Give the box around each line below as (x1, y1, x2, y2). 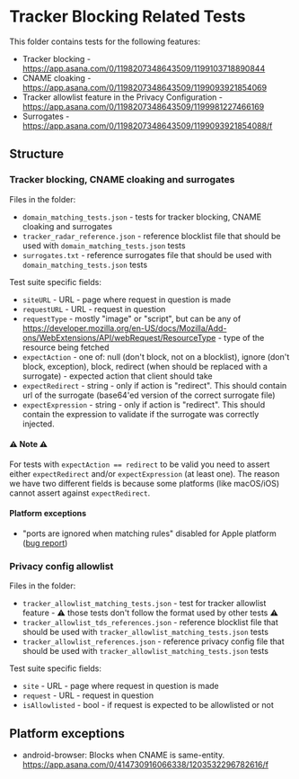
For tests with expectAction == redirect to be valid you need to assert (9, 459, 270, 470)
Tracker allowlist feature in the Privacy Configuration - (22, 92, 223, 103)
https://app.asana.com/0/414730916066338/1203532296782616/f (22, 759, 269, 770)
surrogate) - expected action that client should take (22, 371, 213, 381)
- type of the (217, 332, 265, 343)
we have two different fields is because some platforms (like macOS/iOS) (9, 478, 280, 488)
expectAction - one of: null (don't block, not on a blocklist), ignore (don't (22, 351, 290, 362)
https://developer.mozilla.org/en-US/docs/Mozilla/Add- (22, 322, 227, 334)
